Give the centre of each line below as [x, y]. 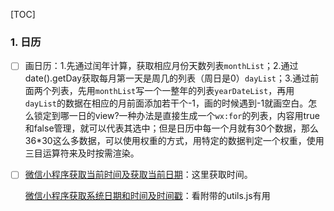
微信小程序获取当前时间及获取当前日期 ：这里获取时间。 [138, 175]
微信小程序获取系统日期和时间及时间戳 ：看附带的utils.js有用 [147, 196]
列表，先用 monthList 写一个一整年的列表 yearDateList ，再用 [173, 91]
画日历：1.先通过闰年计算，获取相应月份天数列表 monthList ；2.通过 [161, 66]
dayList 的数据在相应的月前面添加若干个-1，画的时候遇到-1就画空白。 [166, 103]
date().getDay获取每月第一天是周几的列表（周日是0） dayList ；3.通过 [167, 78]
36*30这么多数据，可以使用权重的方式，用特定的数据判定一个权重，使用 [174, 141]
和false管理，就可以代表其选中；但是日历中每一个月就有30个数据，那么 [172, 128]
